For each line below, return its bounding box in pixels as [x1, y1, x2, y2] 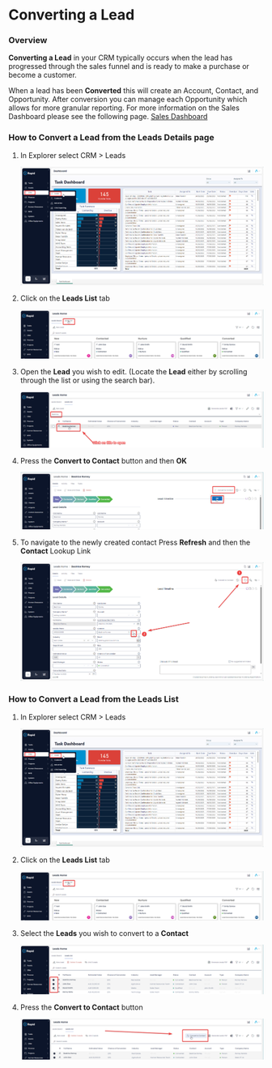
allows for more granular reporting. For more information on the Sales [8, 103, 240, 113]
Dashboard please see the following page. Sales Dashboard [8, 112, 208, 122]
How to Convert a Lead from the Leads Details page [8, 132, 215, 143]
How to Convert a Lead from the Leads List [8, 694, 180, 705]
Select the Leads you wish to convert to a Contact [19, 928, 189, 938]
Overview [8, 35, 48, 46]
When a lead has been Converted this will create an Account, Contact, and [8, 86, 259, 96]
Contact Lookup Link [19, 546, 91, 556]
